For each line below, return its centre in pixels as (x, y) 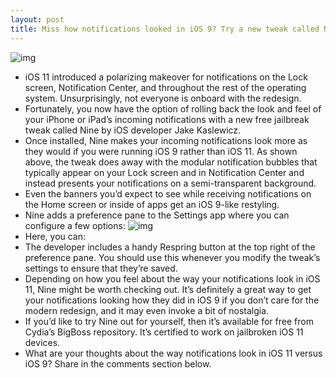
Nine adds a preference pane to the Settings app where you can (157, 215)
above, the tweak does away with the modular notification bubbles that (171, 162)
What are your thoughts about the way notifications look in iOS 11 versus (173, 353)
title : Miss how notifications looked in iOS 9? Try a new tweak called (165, 29)
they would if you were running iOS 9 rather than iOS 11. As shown (161, 151)
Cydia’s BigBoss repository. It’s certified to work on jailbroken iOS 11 (164, 332)
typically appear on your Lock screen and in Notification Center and (164, 172)
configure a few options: (75, 225)
